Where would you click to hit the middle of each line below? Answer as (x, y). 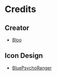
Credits (20, 9)
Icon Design (24, 56)
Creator (17, 28)
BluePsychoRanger (32, 68)
